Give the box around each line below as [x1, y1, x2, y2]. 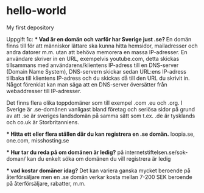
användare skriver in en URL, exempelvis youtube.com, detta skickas [6, 55, 180, 62]
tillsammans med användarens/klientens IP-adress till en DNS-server [6, 61, 179, 69]
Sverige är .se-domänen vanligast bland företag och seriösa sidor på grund [6, 105, 195, 113]
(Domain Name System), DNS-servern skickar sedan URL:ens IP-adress [6, 68, 187, 75]
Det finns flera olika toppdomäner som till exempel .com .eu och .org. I [6, 99, 183, 107]
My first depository [6, 24, 54, 31]
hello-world [6, 4, 67, 18]
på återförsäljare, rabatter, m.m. [6, 180, 86, 187]
